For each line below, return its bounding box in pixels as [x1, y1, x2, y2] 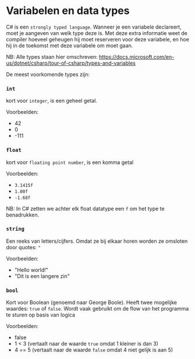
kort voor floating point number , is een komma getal [6, 159, 134, 166]
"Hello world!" [14, 266, 48, 273]
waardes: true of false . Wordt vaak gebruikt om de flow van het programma [6, 305, 189, 312]
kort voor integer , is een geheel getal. [6, 97, 98, 104]
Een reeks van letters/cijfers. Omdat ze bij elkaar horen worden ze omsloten [6, 238, 188, 245]
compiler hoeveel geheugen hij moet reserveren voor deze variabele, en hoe [6, 36, 189, 43]
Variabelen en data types [6, 4, 130, 18]
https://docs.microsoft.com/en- [98, 53, 175, 60]
